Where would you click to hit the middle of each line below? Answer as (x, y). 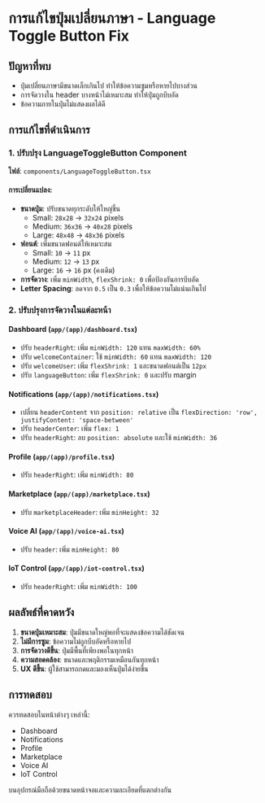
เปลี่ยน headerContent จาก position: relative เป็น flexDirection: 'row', (139, 412)
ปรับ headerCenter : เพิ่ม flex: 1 (70, 429)
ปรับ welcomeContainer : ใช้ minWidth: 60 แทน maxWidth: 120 (116, 357)
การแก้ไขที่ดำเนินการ (50, 130)
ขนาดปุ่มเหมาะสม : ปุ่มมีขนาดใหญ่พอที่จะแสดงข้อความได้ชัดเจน (102, 632)
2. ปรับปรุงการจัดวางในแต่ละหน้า (60, 310)
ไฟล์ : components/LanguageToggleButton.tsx (80, 171)
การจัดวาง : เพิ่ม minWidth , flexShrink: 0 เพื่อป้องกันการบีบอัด (109, 279)
